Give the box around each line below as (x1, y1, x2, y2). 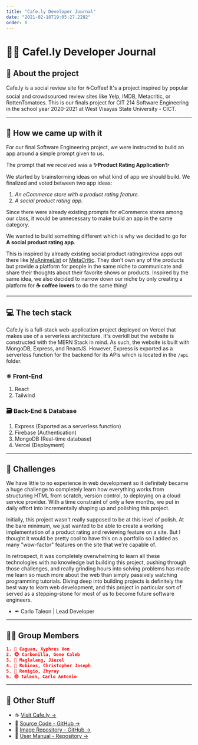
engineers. (6, 596, 32, 603)
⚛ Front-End (6, 372, 43, 380)
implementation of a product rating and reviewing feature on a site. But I (6, 529, 181, 536)
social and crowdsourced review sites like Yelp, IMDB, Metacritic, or (6, 93, 171, 100)
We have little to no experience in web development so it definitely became (6, 480, 189, 487)
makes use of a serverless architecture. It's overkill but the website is (6, 333, 174, 339)
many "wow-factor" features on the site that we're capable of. (6, 541, 157, 549)
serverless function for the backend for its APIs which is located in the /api (6, 352, 189, 358)
